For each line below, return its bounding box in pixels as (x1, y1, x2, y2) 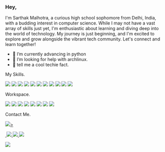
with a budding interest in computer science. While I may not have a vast (5, 20, 155, 26)
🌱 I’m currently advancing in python (12, 51, 86, 57)
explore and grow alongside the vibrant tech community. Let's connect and (5, 36, 160, 42)
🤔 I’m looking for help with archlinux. (12, 56, 88, 62)
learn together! (5, 41, 36, 47)
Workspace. (5, 91, 30, 97)
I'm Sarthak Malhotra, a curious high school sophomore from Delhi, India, (5, 15, 156, 21)
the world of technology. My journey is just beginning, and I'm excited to (5, 31, 154, 37)
